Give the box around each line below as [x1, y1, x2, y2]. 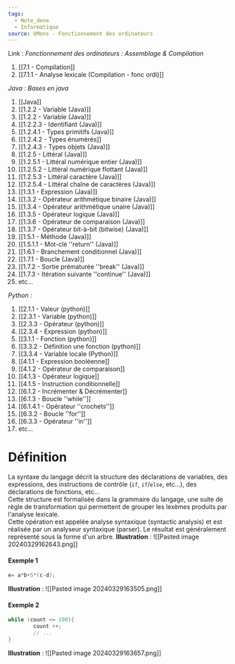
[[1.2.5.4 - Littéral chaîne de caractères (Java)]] [18, 180, 155, 189]
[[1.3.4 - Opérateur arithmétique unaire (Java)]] [18, 202, 155, 211]
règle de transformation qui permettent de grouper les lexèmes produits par [8, 503, 227, 511]
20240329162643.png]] [8, 540, 78, 548]
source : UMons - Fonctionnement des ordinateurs [8, 30, 153, 37]
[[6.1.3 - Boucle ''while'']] [18, 395, 91, 403]
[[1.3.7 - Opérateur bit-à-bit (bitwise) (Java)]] [18, 225, 148, 233]
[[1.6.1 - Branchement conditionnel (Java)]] [18, 247, 142, 256]
